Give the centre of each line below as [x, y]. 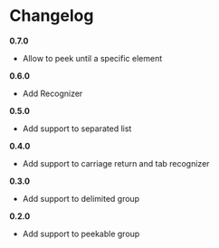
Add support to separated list [77, 129]
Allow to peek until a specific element [92, 58]
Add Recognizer [52, 93]
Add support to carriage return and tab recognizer [116, 163]
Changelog [52, 16]
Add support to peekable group [81, 234]
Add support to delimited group [81, 198]
